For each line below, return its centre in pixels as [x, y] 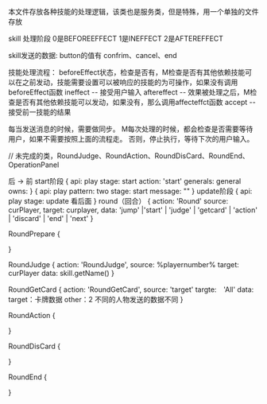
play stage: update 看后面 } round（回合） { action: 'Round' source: [118, 201]
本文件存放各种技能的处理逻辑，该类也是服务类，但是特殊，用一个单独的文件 [133, 12]
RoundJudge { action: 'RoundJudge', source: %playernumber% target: [124, 264]
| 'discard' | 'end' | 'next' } [51, 218]
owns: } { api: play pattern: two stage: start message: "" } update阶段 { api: [130, 191]
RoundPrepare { [35, 234]
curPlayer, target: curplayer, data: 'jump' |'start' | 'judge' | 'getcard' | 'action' [133, 210]
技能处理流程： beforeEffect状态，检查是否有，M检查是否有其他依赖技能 [127, 72]
